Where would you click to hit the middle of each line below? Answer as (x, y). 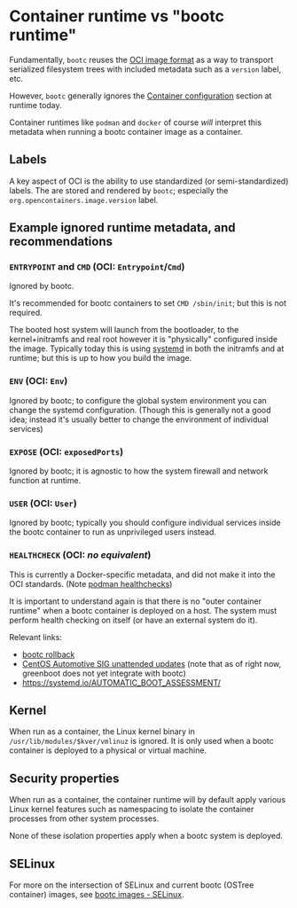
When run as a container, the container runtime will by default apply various (148, 800)
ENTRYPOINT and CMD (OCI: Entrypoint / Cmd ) (97, 267)
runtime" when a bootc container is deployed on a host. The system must (143, 610)
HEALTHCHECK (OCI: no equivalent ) (80, 555)
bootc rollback (48, 654)
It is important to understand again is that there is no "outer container (136, 601)
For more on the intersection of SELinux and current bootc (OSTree (132, 885)
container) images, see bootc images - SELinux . (97, 895)
